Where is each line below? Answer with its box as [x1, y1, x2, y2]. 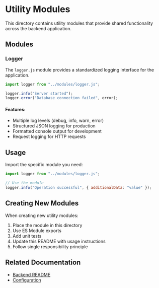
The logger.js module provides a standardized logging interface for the [5, 66, 154, 73]
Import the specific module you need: [5, 162, 83, 168]
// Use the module [5, 180, 44, 186]
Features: [5, 106, 26, 112]
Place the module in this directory [12, 222, 83, 228]
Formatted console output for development [12, 128, 102, 134]
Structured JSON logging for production [12, 123, 96, 129]
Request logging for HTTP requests [12, 133, 86, 139]
